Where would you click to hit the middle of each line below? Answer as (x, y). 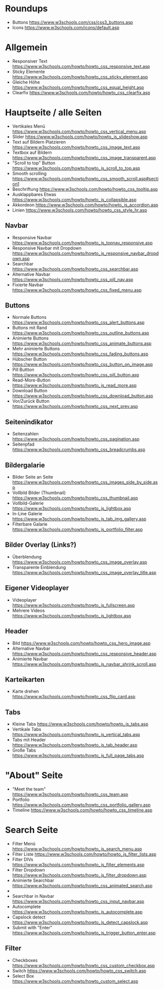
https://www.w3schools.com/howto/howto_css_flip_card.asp (74, 697)
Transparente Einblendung (39, 567)
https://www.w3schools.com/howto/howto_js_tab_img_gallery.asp (79, 519)
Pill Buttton (23, 370)
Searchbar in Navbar (33, 896)
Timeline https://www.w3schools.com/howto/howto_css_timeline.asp (82, 810)
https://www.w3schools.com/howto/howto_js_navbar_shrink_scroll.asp (84, 664)
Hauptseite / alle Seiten (54, 113)
